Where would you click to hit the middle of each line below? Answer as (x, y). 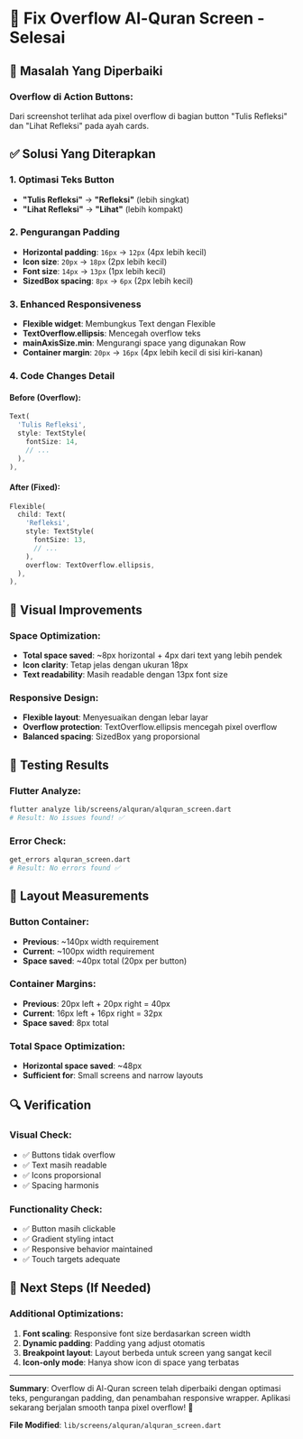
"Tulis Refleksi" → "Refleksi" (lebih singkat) (106, 199)
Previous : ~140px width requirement (91, 941)
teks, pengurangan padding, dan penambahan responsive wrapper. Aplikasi (150, 1397)
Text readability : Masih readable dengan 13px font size (125, 675)
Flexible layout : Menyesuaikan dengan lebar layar (115, 717)
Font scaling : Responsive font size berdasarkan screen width (136, 1333)
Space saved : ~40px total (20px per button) (105, 961)
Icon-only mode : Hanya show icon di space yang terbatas (131, 1362)
